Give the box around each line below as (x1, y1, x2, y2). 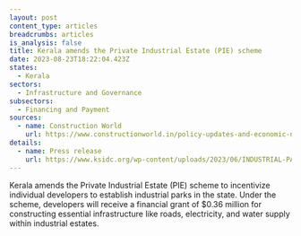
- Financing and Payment (17, 105, 110, 114)
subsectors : (9, 96, 54, 106)
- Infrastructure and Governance (17, 88, 142, 97)
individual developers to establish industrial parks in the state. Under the (9, 189, 277, 200)
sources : (9, 113, 42, 122)
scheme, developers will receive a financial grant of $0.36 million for (9, 198, 262, 209)
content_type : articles (9, 22, 99, 31)
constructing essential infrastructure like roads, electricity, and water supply (9, 208, 291, 219)
